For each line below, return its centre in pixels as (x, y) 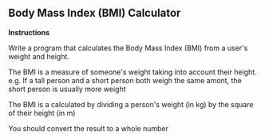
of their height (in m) (42, 113)
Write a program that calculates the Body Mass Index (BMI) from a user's (128, 48)
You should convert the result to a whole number (89, 128)
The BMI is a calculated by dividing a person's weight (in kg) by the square (131, 104)
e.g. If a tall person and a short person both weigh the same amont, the (125, 80)
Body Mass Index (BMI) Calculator (95, 13)
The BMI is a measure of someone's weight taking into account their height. (132, 72)
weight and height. (39, 56)
